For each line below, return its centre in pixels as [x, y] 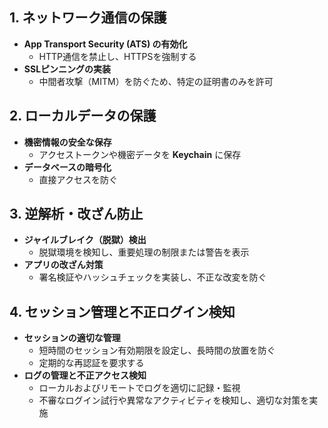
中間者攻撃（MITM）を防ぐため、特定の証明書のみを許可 [156, 81]
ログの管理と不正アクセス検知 [85, 375]
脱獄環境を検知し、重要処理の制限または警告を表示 [144, 252]
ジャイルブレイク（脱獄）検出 [85, 240]
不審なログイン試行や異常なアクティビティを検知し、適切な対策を [174, 400]
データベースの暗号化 [67, 167]
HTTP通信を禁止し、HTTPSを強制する [117, 56]
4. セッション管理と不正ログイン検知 [122, 311]
